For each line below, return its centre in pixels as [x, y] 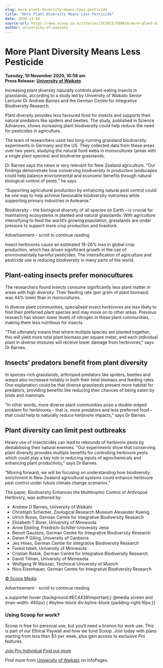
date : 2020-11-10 [23, 19]
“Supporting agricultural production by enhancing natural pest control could [81, 190]
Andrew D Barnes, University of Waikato [52, 507]
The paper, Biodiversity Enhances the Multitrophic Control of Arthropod [76, 492]
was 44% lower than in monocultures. [43, 297]
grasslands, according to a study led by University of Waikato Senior [73, 96]
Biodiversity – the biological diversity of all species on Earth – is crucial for [79, 210]
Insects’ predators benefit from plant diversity [76, 363]
